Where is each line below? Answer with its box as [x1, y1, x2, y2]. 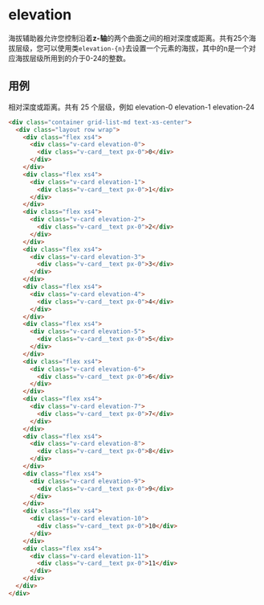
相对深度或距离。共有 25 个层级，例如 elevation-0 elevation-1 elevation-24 [8, 102, 255, 112]
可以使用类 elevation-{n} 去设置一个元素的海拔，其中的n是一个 [43, 43, 250, 53]
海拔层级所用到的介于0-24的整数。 [14, 53, 131, 63]
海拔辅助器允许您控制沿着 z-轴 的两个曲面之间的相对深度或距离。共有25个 [8, 33, 250, 43]
